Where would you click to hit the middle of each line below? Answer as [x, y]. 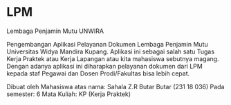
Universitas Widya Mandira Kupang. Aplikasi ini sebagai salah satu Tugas [111, 51]
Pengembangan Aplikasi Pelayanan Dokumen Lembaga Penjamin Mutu [107, 44]
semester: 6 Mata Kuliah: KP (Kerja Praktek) [69, 94]
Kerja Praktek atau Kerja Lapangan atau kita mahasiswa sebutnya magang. [113, 58]
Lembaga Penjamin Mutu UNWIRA [55, 31]
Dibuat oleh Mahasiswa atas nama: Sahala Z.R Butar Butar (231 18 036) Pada [115, 86]
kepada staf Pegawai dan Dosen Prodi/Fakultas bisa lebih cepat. [98, 73]
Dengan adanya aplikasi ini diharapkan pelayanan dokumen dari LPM [105, 66]
